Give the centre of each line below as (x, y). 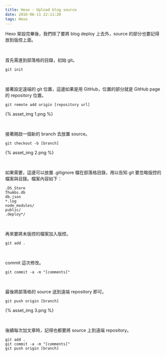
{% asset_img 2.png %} (29, 153)
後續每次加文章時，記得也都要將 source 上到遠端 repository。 (68, 330)
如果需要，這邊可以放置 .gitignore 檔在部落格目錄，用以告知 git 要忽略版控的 (83, 173)
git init (14, 70)
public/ (13, 210)
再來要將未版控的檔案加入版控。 (38, 234)
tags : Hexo (16, 19)
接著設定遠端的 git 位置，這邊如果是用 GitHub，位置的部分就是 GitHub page (83, 89)
